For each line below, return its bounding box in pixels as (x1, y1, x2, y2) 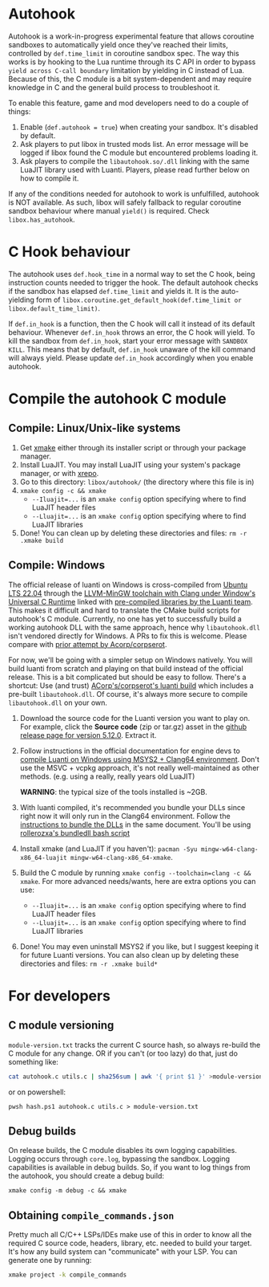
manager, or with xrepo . (19, 468, 99, 478)
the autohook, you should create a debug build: (8, 1171, 164, 1181)
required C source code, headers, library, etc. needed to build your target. (8, 1238, 252, 1248)
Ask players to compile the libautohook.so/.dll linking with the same (19, 156, 250, 165)
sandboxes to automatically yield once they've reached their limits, (8, 39, 228, 49)
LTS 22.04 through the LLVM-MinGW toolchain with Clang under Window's (8, 588, 256, 598)
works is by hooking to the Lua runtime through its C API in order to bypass (8, 57, 256, 67)
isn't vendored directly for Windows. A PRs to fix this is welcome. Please (8, 631, 247, 641)
